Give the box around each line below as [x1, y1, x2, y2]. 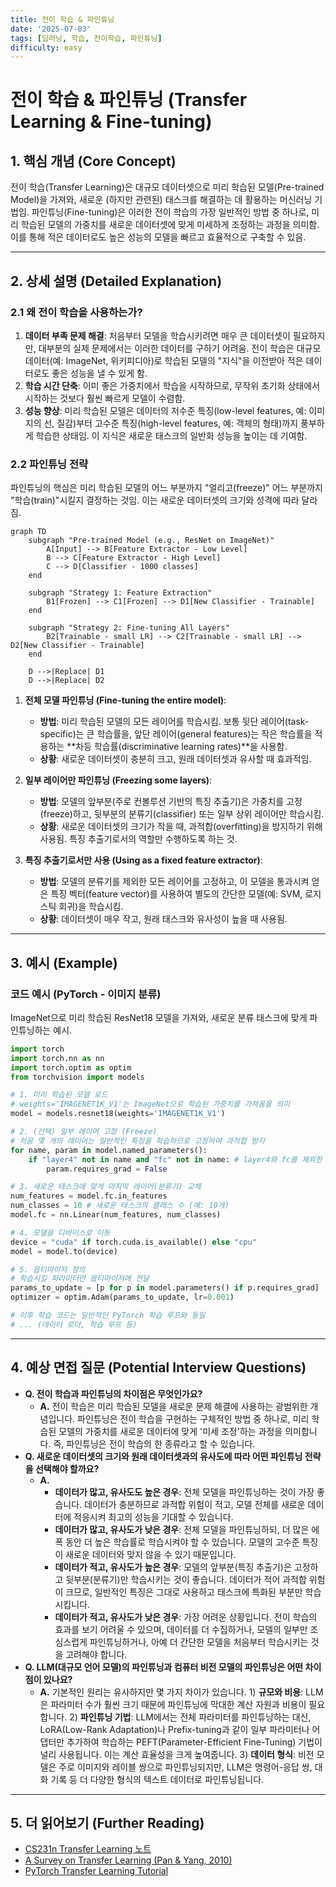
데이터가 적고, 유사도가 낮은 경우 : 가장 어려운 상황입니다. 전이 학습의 [54, 1611, 318, 1623]
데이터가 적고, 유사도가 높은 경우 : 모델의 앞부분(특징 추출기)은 [54, 1561, 292, 1573]
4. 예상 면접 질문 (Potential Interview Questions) [10, 1359, 307, 1376]
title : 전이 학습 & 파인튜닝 [10, 14, 115, 25]
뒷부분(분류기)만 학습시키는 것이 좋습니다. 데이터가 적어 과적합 [65, 1573, 307, 1585]
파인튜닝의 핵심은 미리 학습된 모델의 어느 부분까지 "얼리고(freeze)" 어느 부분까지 [10, 482, 323, 494]
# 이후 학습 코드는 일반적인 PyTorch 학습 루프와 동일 [10, 1311, 206, 1321]
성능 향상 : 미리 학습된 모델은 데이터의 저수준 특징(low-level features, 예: [24, 404, 307, 416]
